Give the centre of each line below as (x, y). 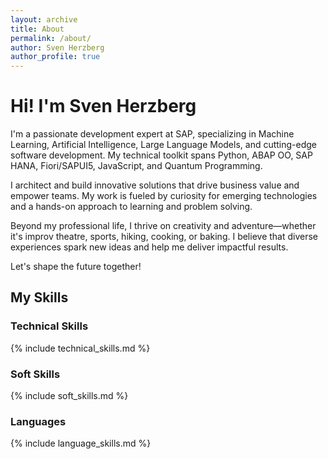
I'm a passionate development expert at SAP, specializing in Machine (152, 134)
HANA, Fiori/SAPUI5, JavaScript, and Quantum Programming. (136, 166)
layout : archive (44, 19)
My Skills (39, 297)
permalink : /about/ (51, 38)
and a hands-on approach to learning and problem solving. (131, 207)
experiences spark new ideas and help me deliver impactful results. (149, 247)
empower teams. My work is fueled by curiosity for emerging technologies (164, 196)
